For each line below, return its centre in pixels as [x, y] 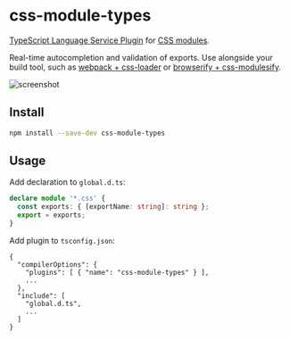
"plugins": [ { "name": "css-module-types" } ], [117, 272]
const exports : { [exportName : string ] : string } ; [113, 207]
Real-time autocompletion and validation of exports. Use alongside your [141, 57]
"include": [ [41, 295]
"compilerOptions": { [58, 264]
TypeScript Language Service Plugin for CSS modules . [109, 40]
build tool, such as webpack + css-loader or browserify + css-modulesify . [145, 67]
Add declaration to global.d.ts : [68, 182]
